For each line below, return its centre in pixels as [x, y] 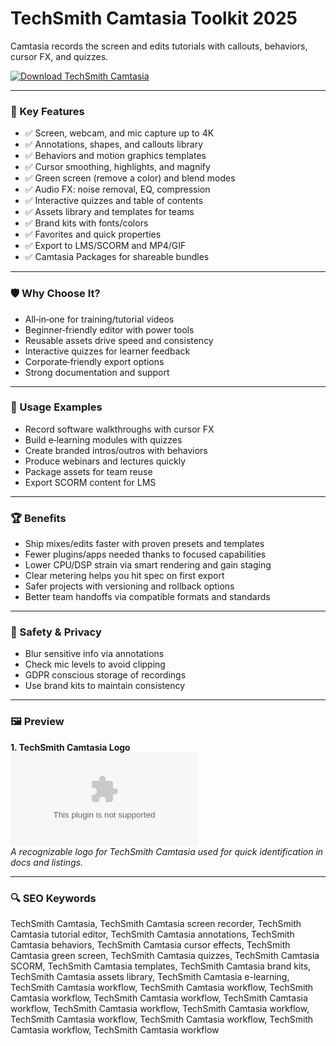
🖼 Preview [37, 722]
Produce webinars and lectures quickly [105, 461]
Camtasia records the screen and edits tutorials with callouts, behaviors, [159, 46]
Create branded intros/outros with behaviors [116, 450]
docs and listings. [47, 862]
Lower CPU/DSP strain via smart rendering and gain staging [148, 565]
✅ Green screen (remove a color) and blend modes [130, 178]
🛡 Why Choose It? [55, 294]
